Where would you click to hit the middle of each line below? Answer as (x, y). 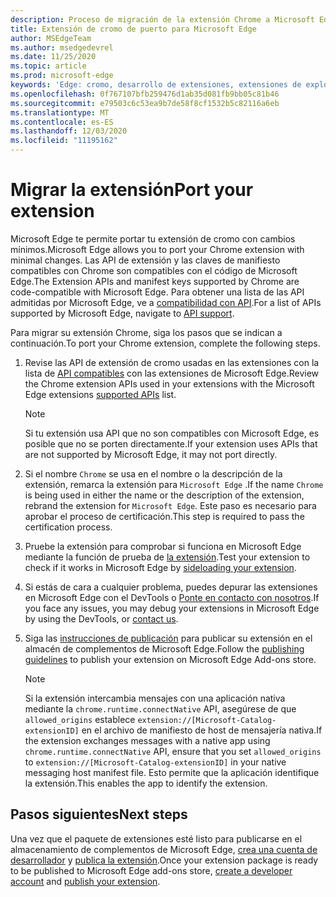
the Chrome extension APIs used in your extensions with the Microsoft (169, 383)
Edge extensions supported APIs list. (100, 394)
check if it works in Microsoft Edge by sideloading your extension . (160, 567)
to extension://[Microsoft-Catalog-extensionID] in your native (155, 762)
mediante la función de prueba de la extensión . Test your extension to (167, 557)
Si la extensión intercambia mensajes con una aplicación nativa (155, 698)
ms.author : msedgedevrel (62, 47)
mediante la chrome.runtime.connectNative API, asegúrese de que (160, 708)
